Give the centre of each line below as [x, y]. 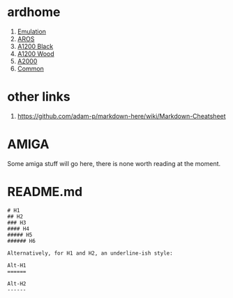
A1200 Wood [36, 54]
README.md [45, 192]
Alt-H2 [17, 283]
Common [30, 68]
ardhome [34, 12]
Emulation [32, 31]
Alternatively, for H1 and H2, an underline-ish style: [90, 253]
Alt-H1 [17, 265]
